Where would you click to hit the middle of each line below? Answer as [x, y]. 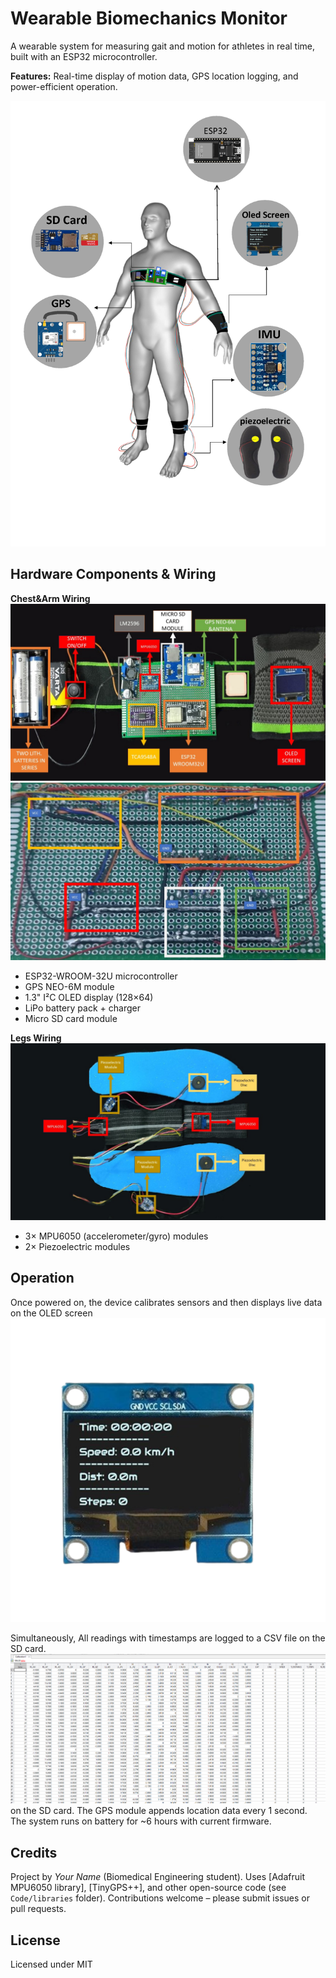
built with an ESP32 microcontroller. [84, 56]
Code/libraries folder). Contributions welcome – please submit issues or [160, 1898]
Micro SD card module [71, 1018]
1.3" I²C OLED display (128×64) [89, 997]
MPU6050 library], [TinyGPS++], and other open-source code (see [148, 1888]
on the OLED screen [51, 1313]
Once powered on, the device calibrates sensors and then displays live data [166, 1302]
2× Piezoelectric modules [77, 1247]
